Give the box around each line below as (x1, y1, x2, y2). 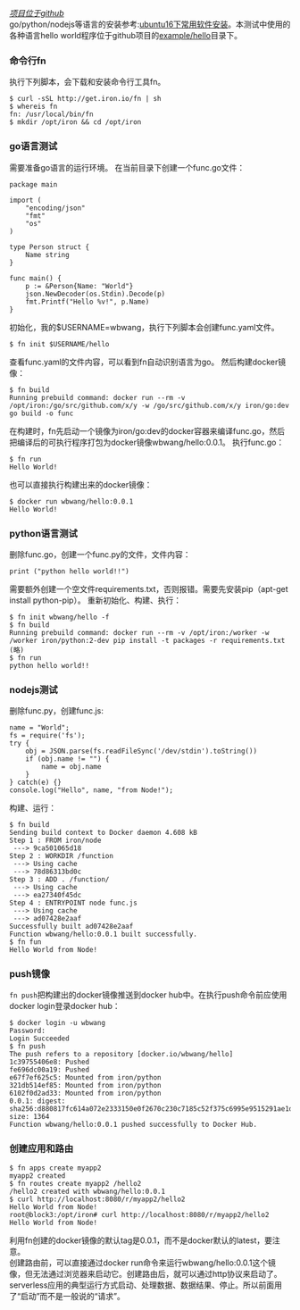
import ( (9, 196, 42, 204)
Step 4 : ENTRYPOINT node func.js (9, 898, 138, 908)
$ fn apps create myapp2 (9, 1164, 102, 1172)
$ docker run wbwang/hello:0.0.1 (9, 496, 134, 506)
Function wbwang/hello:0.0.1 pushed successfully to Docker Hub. (9, 1120, 257, 1130)
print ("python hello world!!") (9, 566, 129, 576)
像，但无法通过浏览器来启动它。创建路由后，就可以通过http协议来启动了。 (9, 1268, 283, 1279)
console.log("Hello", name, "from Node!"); (9, 786, 174, 795)
